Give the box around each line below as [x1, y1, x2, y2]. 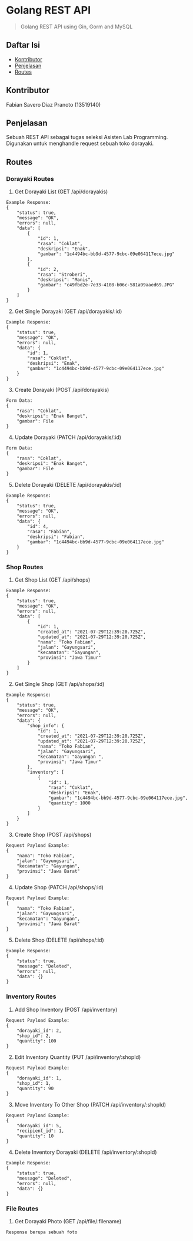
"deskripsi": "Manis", [37, 277, 94, 283]
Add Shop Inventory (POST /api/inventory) [14, 1006, 118, 1013]
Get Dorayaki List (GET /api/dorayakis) [14, 188, 108, 195]
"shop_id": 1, [16, 1080, 51, 1086]
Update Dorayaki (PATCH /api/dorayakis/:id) [14, 434, 122, 441]
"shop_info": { [27, 723, 65, 729]
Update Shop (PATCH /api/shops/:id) [14, 884, 104, 891]
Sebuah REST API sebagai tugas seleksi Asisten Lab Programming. [6, 134, 168, 141]
